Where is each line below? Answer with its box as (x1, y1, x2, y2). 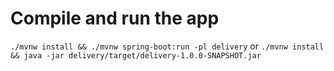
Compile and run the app (10, 7, 220, 30)
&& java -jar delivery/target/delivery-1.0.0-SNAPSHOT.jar (10, 50, 262, 61)
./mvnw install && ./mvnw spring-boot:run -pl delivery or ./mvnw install (10, 40, 325, 52)
